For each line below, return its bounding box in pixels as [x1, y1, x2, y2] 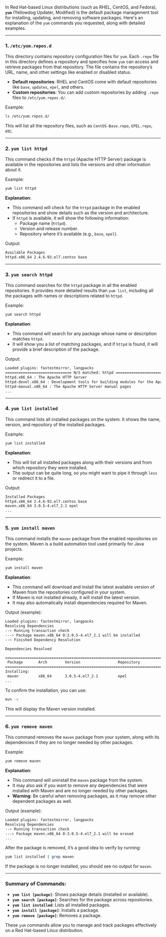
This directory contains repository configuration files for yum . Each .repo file [5, 54, 160, 59]
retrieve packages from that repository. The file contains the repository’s [5, 64, 153, 70]
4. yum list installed [5, 405, 58, 412]
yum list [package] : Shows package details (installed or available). [12, 891, 149, 897]
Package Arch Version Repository [7, 660, 140, 665]
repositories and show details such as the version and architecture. [12, 210, 149, 216]
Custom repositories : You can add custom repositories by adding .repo [12, 89, 159, 96]
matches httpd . [12, 336, 43, 342]
